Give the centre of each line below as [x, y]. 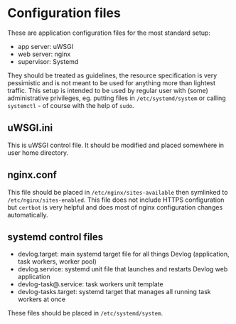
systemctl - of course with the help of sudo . [71, 105]
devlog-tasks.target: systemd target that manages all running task [114, 292]
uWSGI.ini [30, 128]
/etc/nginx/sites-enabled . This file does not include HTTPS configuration [116, 200]
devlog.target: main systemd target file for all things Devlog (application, [123, 254]
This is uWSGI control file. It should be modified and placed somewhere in [116, 145]
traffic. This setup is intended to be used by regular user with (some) [108, 90]
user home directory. [38, 152]
